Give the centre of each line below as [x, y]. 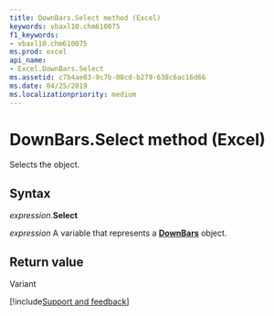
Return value [47, 262]
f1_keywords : [34, 35]
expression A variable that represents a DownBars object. [118, 233]
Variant [23, 284]
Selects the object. [45, 164]
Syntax [30, 193]
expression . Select [43, 216]
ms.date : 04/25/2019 [49, 86]
